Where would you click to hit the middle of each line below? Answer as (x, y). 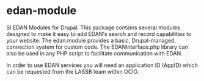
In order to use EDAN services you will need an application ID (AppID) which (102, 65)
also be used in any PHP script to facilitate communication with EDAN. (94, 53)
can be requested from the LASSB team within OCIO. (73, 71)
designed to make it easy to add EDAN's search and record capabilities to (99, 33)
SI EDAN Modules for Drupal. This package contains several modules (93, 27)
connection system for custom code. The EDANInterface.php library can (97, 47)
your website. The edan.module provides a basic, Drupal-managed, (91, 40)
